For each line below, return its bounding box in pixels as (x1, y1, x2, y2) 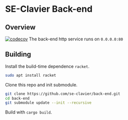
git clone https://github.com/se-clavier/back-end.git (5, 91, 121, 96)
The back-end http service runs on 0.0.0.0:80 (29, 36, 124, 42)
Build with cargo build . (5, 109, 52, 115)
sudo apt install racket (5, 73, 56, 78)
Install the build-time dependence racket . (5, 63, 90, 69)
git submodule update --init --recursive (5, 100, 92, 105)
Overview (5, 23, 36, 31)
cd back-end (5, 96, 30, 101)
